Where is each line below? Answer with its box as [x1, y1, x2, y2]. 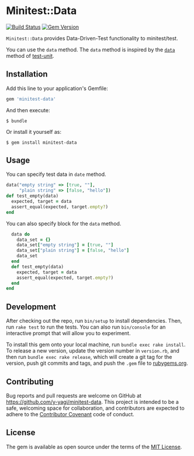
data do [11, 231, 30, 237]
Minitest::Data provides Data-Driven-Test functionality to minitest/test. [6, 34, 178, 42]
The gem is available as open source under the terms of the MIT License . [6, 443, 182, 450]
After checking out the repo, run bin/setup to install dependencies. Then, [6, 317, 182, 324]
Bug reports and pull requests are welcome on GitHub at [6, 392, 142, 399]
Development [6, 302, 57, 312]
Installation [6, 69, 48, 80]
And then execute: [6, 106, 50, 113]
